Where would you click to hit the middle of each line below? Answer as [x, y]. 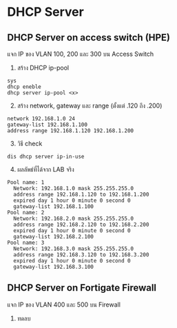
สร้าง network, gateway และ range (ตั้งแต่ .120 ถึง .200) [90, 105]
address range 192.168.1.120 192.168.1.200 [71, 131]
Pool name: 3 [26, 243]
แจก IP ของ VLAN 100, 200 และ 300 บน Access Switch [81, 54]
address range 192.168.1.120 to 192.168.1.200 [81, 194]
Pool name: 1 [26, 183]
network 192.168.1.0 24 [41, 119]
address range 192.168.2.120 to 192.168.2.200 [81, 225]
